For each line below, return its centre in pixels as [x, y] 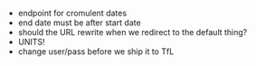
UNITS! [31, 42]
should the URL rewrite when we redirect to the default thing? [133, 32]
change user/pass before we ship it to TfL [96, 52]
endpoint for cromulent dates [72, 13]
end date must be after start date [80, 23]
